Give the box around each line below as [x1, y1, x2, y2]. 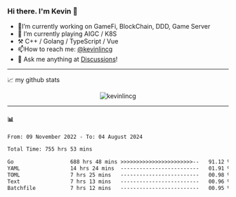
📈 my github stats [7, 76, 60, 84]
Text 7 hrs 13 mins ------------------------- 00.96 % [7, 178, 231, 185]
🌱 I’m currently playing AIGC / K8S [17, 29, 117, 38]
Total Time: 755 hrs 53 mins [7, 146, 93, 153]
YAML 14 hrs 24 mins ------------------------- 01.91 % [7, 165, 231, 172]
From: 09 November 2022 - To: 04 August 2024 [7, 133, 143, 140]
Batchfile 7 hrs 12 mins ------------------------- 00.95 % [7, 184, 231, 191]
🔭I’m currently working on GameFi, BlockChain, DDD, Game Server [17, 22, 211, 31]
